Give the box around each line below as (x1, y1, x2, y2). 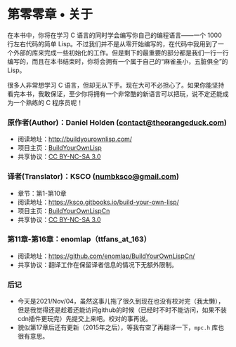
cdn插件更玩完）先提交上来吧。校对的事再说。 (17, 315, 152, 323)
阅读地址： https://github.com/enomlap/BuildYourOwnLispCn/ (17, 252, 195, 260)
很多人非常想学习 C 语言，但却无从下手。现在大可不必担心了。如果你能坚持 (7, 81, 225, 89)
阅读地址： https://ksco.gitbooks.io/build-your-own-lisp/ (17, 198, 179, 206)
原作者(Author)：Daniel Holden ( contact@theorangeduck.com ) (7, 117, 227, 127)
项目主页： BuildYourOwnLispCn (17, 206, 110, 215)
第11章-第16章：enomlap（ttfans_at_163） (7, 234, 151, 244)
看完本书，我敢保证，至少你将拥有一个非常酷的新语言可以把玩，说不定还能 (7, 89, 223, 98)
